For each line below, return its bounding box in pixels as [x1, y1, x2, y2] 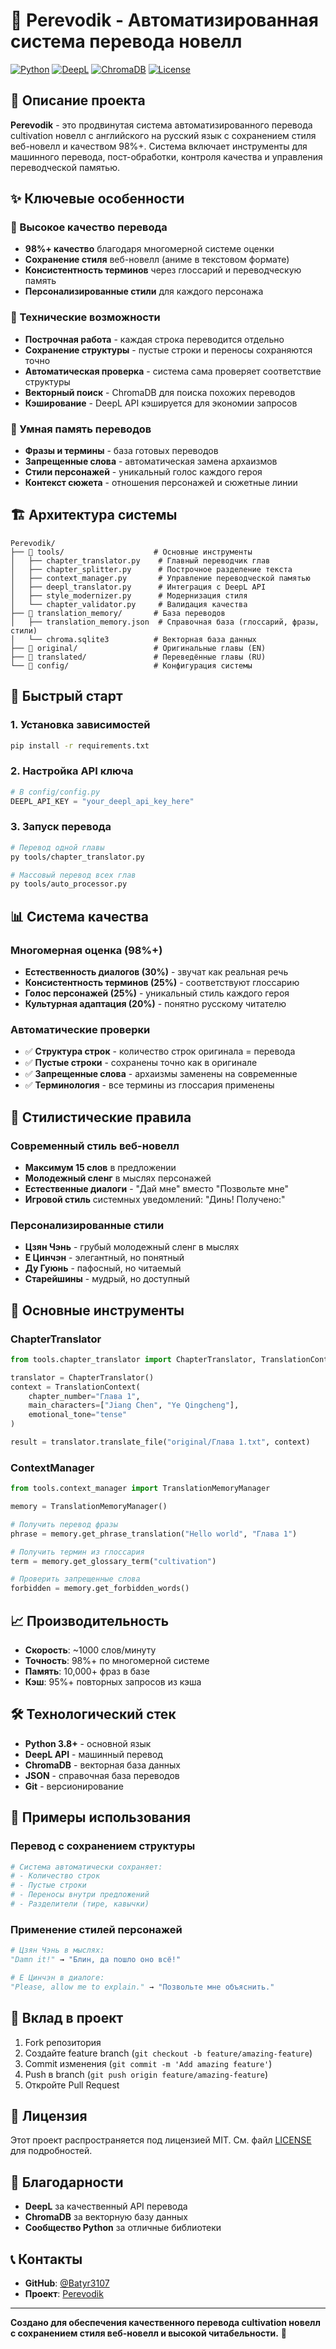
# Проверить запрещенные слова [10, 1574, 141, 1584]
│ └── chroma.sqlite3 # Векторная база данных [10, 634, 257, 644]
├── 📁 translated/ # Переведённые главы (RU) [10, 652, 267, 662]
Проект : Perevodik [24, 2287, 104, 2299]
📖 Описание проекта [10, 92, 146, 109]
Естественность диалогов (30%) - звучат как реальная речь [24, 965, 289, 978]
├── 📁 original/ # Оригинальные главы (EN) [10, 643, 267, 653]
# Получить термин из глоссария [10, 1547, 145, 1557]
